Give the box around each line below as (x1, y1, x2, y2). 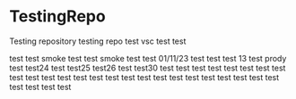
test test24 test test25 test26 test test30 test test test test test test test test (9, 62, 286, 73)
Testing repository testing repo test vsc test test (9, 36, 187, 46)
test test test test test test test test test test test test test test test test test (9, 71, 280, 82)
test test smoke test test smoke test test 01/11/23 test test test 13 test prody (9, 53, 287, 63)
